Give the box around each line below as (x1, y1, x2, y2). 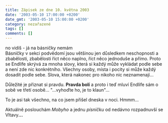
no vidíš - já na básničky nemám (5, 45, 73, 51)
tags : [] (5, 26, 24, 31)
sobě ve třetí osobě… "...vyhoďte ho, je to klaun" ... (5, 87, 110, 93)
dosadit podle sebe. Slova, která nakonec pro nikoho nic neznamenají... (5, 72, 154, 77)
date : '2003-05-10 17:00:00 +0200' (5, 12, 80, 17)
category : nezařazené (5, 21, 51, 27)
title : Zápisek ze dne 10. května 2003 (5, 7, 90, 13)
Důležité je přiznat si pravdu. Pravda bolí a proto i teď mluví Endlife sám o (5, 81, 158, 88)
